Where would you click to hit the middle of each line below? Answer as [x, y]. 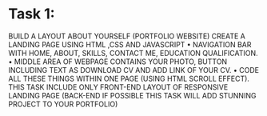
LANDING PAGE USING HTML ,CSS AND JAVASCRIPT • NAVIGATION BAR [130, 44]
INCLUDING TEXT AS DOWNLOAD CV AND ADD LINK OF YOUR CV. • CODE [134, 70]
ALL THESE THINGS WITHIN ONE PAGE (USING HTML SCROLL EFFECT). [129, 78]
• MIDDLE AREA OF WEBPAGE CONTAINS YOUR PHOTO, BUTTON [118, 62]
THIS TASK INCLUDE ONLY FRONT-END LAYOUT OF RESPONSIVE [118, 87]
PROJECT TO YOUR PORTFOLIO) [63, 104]
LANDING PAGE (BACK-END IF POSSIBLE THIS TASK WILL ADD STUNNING [132, 95]
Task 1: [32, 14]
